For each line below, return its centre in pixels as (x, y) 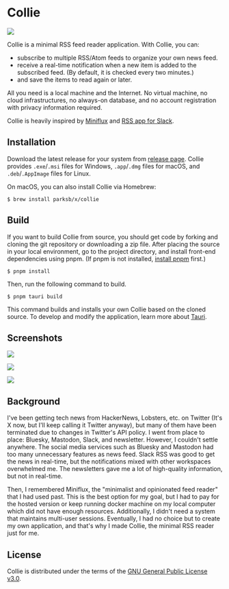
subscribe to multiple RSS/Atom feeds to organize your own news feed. (117, 58)
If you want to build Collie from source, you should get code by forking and (113, 237)
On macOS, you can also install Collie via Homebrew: (82, 187)
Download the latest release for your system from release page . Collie (105, 158)
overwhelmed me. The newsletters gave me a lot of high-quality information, (115, 469)
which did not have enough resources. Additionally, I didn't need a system (111, 512)
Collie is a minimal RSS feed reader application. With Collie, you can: (103, 44)
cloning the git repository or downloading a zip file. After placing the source (113, 244)
